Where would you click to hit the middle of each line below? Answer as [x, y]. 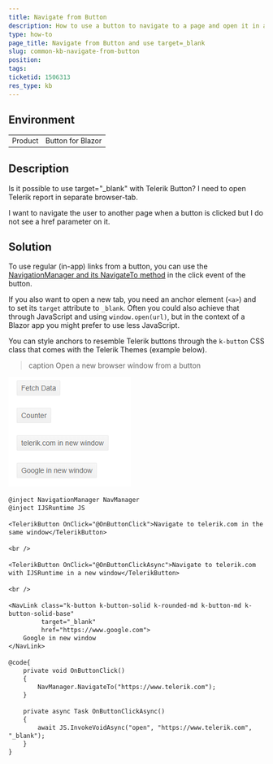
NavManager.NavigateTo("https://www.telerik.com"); [127, 688]
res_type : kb [30, 85]
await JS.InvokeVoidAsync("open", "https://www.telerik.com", [145, 728]
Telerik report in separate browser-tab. [73, 197]
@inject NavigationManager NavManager [74, 500]
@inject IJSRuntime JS [47, 509]
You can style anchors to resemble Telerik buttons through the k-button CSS [136, 341]
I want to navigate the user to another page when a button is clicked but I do [136, 212]
